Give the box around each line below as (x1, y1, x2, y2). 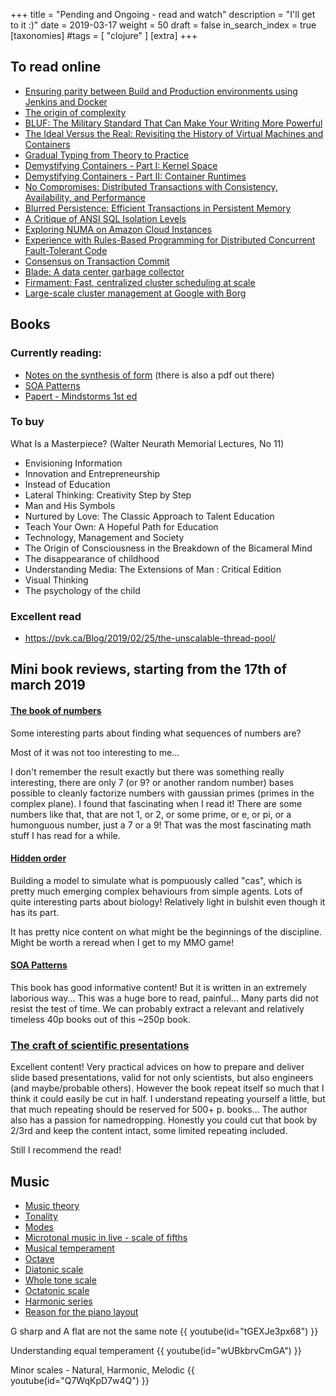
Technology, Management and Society (24, 531, 185, 543)
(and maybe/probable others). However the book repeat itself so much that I (10, 1082, 325, 1094)
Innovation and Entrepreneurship (24, 467, 160, 479)
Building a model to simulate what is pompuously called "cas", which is (10, 874, 303, 886)
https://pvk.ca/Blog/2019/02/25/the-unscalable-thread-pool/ (24, 632, 277, 644)
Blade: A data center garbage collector (24, 265, 185, 278)
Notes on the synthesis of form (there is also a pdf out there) (24, 369, 275, 381)
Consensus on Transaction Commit (24, 255, 170, 267)
